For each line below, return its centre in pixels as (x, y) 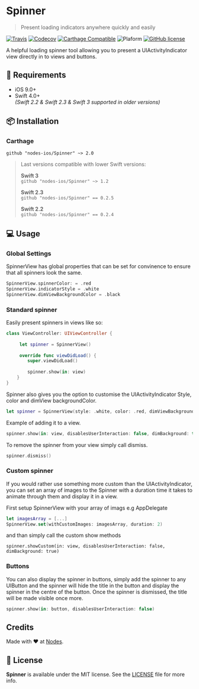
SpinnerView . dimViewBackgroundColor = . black (63, 294)
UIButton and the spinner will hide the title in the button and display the (93, 585)
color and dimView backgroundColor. (51, 400)
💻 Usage (23, 234)
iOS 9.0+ (25, 89)
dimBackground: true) (33, 552)
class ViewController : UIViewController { (59, 334)
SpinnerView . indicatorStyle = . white (53, 289)
